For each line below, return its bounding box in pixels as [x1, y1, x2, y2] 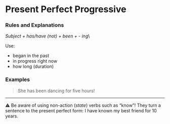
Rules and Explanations [5, 22, 64, 29]
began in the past [12, 53, 50, 59]
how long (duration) [12, 63, 54, 69]
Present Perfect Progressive [5, 4, 126, 15]
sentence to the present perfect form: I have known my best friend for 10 [5, 107, 157, 113]
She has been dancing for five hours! [17, 88, 95, 94]
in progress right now [12, 58, 57, 64]
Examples [5, 76, 30, 83]
